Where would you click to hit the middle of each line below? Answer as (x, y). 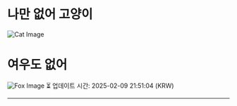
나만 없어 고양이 (50, 14)
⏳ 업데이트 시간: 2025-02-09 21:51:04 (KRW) (110, 86)
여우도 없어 (37, 65)
